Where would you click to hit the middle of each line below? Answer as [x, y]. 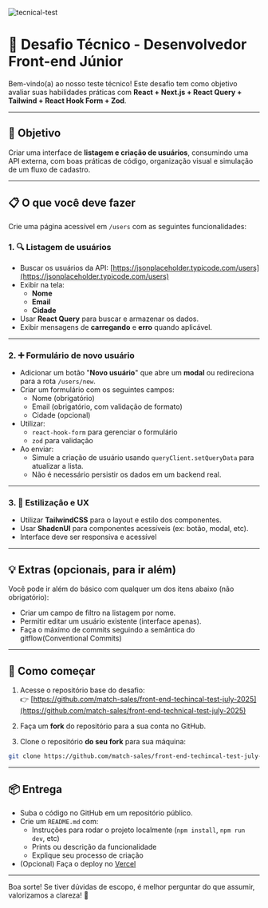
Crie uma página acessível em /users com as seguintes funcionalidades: [128, 226]
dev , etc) [45, 838]
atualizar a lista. [57, 466]
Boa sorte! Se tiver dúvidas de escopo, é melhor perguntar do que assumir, [132, 886]
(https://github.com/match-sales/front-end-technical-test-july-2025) [133, 711]
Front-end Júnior [66, 62]
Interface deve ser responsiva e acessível [88, 537]
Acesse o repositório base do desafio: [82, 690]
